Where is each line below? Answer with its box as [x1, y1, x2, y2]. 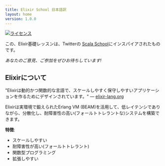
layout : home [5, 12, 32, 17]
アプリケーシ [133, 87, 160, 94]
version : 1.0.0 [5, 16, 37, 21]
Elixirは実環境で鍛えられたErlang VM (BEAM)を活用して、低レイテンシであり [5, 104, 161, 110]
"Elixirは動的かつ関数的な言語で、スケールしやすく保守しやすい [5, 87, 134, 94]
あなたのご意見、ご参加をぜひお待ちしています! [5, 58, 102, 64]
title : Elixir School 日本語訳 [5, 7, 67, 12]
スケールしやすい [12, 137, 47, 143]
